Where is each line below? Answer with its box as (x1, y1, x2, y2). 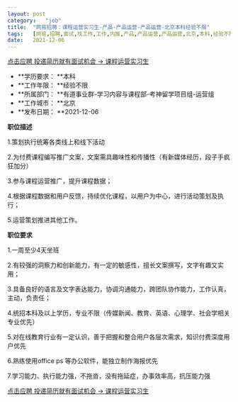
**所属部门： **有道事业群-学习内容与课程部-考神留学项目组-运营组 (17, 90, 215, 99)
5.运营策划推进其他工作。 (7, 216, 81, 224)
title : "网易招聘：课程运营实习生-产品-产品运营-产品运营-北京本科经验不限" (7, 23, 210, 30)
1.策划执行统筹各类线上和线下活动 (7, 138, 105, 146)
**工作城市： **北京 (17, 99, 76, 107)
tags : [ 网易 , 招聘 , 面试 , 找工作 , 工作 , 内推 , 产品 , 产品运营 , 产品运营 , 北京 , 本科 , (7, 30, 214, 38)
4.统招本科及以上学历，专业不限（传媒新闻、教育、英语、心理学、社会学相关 (7, 309, 230, 318)
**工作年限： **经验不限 (17, 81, 89, 89)
